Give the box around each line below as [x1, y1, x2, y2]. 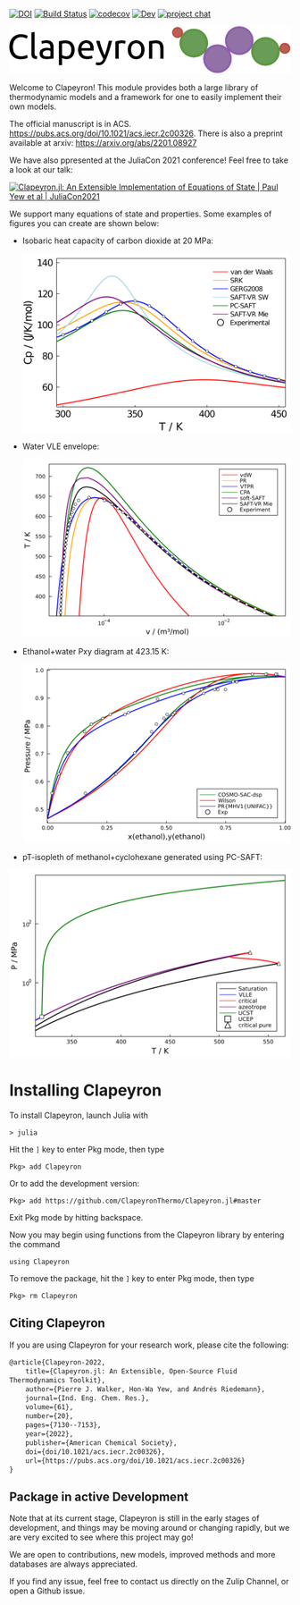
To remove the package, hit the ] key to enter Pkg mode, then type [9, 1272, 254, 1283]
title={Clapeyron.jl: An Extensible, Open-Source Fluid [25, 1366, 238, 1376]
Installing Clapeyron [9, 1080, 162, 1101]
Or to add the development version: [9, 1178, 140, 1188]
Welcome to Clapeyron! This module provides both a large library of [9, 81, 259, 93]
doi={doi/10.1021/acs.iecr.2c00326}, [25, 1447, 166, 1457]
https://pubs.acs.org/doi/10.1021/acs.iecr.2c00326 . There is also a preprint [9, 128, 283, 139]
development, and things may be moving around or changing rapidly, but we [9, 1523, 290, 1533]
